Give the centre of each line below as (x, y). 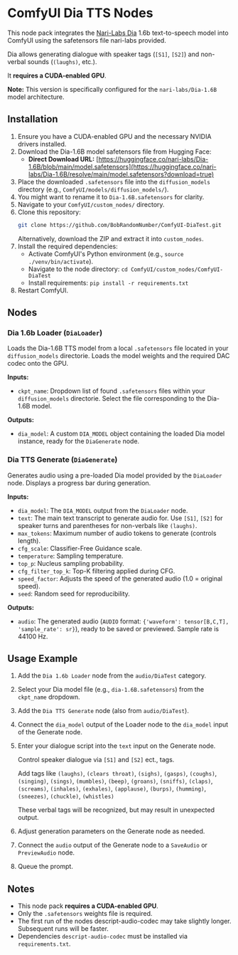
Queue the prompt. (45, 867)
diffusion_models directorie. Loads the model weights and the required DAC (119, 356)
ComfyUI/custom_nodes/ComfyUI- (177, 269)
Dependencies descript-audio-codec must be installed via (103, 936)
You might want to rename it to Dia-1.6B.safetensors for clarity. (111, 196)
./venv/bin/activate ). (61, 261)
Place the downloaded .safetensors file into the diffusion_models (114, 181)
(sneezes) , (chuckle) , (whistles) (66, 796)
